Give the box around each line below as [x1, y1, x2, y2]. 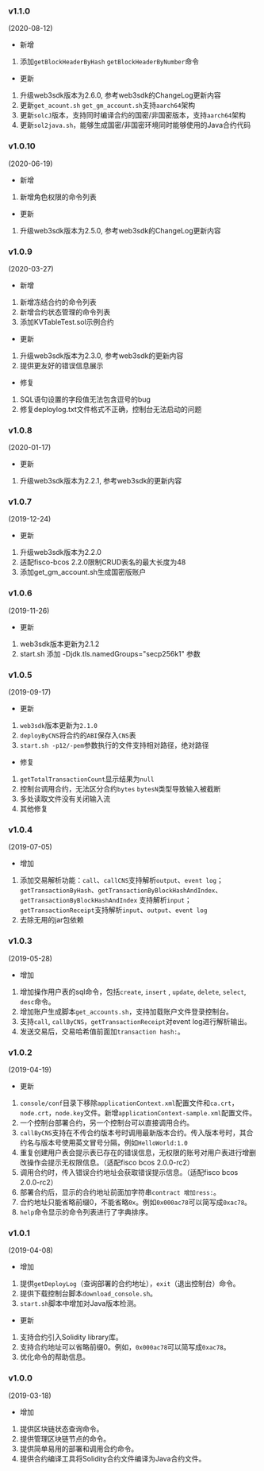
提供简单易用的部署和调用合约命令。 [19, 1443, 139, 1454]
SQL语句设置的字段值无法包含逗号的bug [19, 395, 151, 404]
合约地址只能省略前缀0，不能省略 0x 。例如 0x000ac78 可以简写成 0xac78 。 [19, 1197, 252, 1207]
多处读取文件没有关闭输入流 [19, 794, 111, 803]
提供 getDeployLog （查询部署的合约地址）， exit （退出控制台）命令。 [19, 1279, 240, 1288]
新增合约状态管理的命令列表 [19, 307, 111, 317]
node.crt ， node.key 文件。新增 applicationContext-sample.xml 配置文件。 [19, 1107, 256, 1117]
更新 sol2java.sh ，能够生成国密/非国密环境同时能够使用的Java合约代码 [19, 121, 251, 130]
